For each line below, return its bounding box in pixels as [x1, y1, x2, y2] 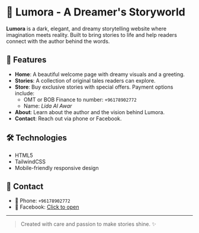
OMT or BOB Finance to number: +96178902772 [23, 96, 137, 103]
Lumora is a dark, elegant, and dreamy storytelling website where [6, 25, 167, 32]
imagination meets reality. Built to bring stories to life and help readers [6, 31, 178, 38]
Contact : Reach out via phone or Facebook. [14, 115, 122, 122]
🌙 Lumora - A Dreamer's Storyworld [6, 5, 185, 19]
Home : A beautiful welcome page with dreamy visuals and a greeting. [14, 71, 185, 78]
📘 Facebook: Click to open [14, 203, 79, 210]
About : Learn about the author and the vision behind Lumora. [14, 108, 165, 115]
